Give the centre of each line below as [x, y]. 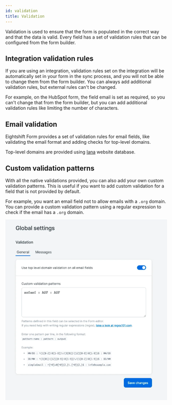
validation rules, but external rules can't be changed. [61, 87]
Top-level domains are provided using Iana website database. [70, 152]
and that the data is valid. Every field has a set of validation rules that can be [86, 37]
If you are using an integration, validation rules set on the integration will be [85, 71]
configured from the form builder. [41, 42]
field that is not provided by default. [43, 191]
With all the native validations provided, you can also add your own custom [84, 180]
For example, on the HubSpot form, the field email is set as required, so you [85, 97]
